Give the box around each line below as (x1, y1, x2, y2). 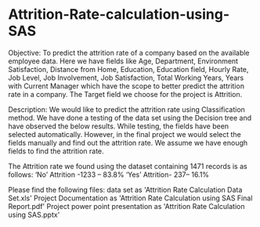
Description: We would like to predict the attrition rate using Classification (8, 104, 245, 114)
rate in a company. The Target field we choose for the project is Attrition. (8, 89, 243, 99)
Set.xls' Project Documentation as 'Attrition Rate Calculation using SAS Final (8, 193, 253, 203)
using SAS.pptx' (8, 210, 60, 219)
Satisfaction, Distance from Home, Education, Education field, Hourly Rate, (8, 64, 249, 74)
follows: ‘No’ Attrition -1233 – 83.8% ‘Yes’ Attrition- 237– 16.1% (8, 170, 210, 179)
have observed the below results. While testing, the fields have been (8, 121, 229, 131)
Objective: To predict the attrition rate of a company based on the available (8, 48, 250, 57)
